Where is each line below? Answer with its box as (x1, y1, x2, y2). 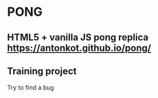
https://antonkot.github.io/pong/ (7, 42, 151, 53)
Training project (7, 65, 77, 77)
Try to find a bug (7, 84, 54, 92)
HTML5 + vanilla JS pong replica (7, 32, 149, 43)
